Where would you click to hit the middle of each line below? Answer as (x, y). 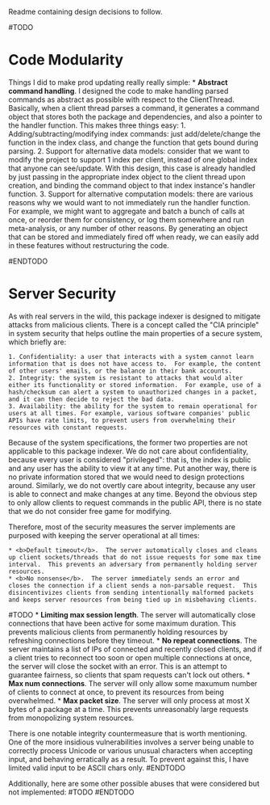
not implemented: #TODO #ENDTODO (71, 792)
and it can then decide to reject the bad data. (91, 399)
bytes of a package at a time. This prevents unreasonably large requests (129, 709)
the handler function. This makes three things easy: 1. (97, 125)
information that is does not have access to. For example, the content (135, 364)
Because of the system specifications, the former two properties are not (128, 442)
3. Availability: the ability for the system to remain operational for (133, 406)
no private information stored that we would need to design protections (127, 477)
